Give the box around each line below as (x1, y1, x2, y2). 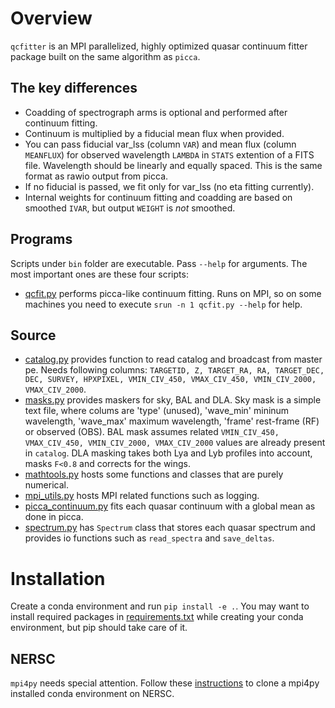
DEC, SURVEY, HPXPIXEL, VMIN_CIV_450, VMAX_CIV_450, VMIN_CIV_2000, (24, 375, 317, 385)
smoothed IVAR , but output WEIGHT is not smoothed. (24, 202, 236, 214)
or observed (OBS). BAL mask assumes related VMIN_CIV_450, (24, 426, 280, 438)
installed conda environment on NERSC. (10, 688, 175, 700)
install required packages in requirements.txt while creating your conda (10, 611, 304, 623)
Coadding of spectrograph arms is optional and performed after (24, 106, 288, 118)
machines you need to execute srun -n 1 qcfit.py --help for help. (24, 298, 303, 310)
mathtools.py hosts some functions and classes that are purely (24, 468, 284, 481)
